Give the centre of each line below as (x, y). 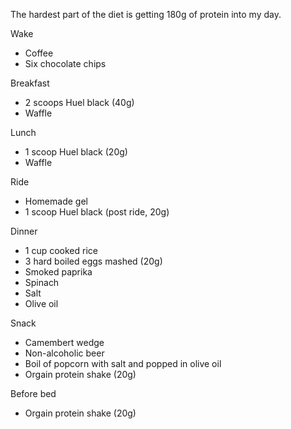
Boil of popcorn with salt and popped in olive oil (123, 363)
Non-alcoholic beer (64, 353)
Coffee (39, 53)
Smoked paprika (58, 272)
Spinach (42, 282)
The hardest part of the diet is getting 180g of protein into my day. (146, 14)
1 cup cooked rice (61, 250)
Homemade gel (56, 201)
